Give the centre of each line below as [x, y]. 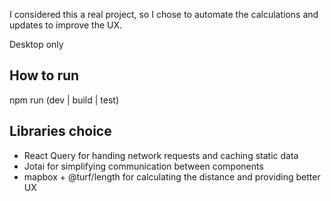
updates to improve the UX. [66, 25]
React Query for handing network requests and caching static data [161, 155]
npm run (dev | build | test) [64, 100]
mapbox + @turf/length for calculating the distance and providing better [172, 176]
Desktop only [36, 44]
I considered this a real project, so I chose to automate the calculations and [164, 14]
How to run [44, 75]
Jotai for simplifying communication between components [143, 166]
